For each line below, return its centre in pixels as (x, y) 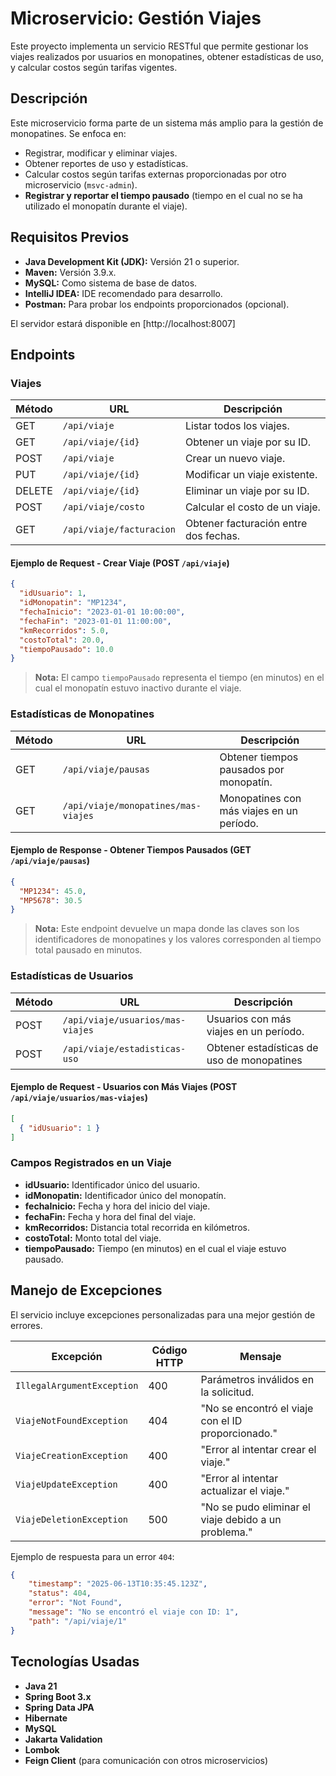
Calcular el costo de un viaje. (252, 507)
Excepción (77, 1356)
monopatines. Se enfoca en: (68, 133)
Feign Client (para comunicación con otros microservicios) (146, 1760)
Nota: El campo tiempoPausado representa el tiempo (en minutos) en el (179, 678)
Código (169, 1350)
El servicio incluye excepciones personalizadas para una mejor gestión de (163, 1314)
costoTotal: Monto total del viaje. (93, 1238)
